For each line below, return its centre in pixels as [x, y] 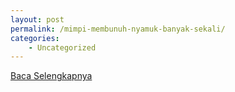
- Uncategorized [62, 47]
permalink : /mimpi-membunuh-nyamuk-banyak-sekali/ [118, 29]
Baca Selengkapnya [51, 76]
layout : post [37, 19]
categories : [35, 38]
